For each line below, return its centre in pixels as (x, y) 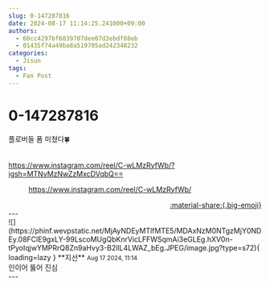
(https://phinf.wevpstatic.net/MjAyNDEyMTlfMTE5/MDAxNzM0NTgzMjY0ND (135, 230)
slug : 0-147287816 (39, 16)
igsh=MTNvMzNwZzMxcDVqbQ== (66, 173)
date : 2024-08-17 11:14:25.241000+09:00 (77, 23)
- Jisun (29, 61)
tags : (17, 68)
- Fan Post (34, 76)
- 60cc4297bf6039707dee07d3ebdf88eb (77, 38)
